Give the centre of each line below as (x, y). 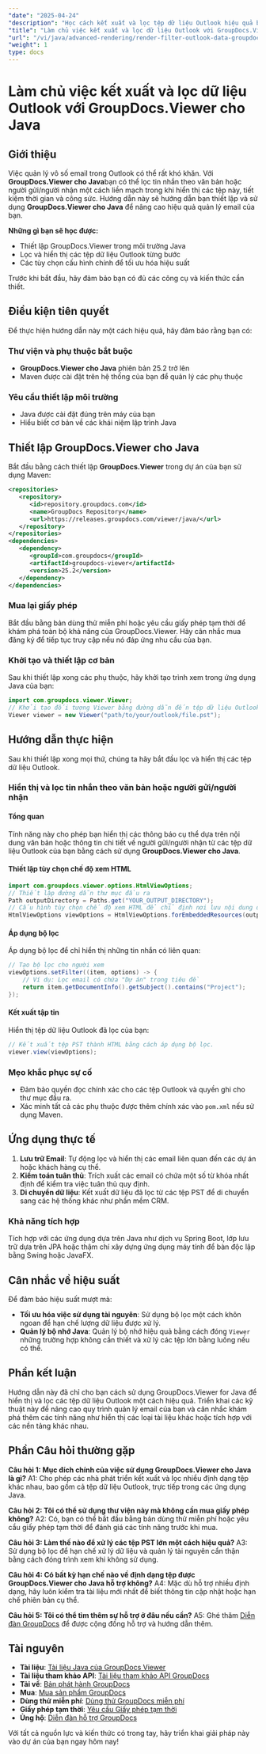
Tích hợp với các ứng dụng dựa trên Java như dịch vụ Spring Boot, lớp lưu (129, 1239)
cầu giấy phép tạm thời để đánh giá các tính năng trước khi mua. (113, 1527)
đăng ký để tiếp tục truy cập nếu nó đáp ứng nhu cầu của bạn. (110, 640)
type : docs (26, 52)
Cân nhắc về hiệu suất (64, 1280)
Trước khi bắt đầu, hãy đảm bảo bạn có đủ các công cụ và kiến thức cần (126, 278)
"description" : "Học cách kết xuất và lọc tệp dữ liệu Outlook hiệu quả (131, 23)
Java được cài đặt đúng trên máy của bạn (87, 414)
